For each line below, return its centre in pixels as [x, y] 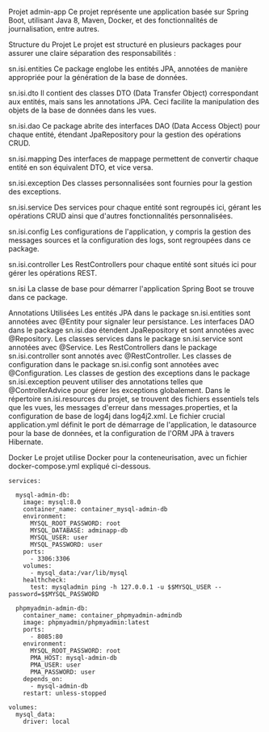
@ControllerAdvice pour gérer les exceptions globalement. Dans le [119, 390]
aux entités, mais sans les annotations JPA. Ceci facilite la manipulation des [134, 102]
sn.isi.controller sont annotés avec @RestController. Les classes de [120, 356]
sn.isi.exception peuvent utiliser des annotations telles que [106, 382]
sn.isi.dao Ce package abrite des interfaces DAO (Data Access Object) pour [134, 126]
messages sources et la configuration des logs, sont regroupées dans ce [130, 240]
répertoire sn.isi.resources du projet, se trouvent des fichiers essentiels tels [134, 399]
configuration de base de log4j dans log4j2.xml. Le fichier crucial [117, 416]
